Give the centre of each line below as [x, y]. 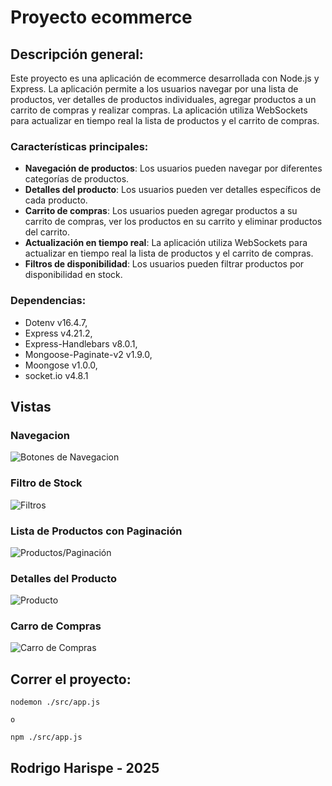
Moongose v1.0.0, [61, 365]
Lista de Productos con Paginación [96, 531]
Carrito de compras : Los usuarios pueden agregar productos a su [161, 211]
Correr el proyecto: [71, 679]
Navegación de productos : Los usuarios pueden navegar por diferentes [173, 168]
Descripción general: [77, 54]
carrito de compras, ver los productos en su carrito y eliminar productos [173, 222]
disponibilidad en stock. [73, 275]
